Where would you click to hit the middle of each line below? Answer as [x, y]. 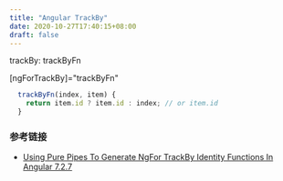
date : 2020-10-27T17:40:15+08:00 [73, 26]
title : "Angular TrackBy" [58, 18]
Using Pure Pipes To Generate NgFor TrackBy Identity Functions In [148, 157]
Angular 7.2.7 [47, 167]
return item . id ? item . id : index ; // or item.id [122, 104]
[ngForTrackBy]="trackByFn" [64, 78]
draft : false [34, 35]
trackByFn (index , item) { [67, 95]
